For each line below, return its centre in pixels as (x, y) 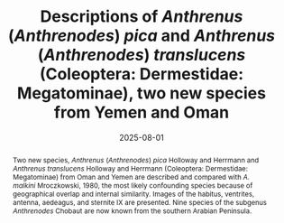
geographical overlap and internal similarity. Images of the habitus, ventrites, (133, 194)
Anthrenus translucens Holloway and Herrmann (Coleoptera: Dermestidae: (130, 168)
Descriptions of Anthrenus (142, 17)
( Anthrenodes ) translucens (142, 55)
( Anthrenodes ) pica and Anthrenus (142, 36)
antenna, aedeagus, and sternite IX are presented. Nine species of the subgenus (140, 202)
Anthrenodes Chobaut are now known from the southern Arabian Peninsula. (132, 211)
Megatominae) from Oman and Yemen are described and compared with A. (131, 177)
